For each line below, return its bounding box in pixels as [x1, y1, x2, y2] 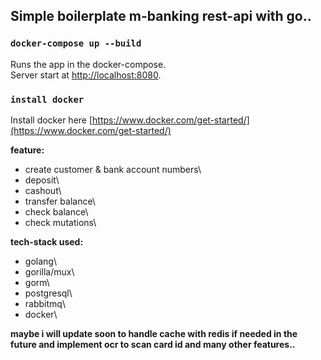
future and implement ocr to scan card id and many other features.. [10, 338, 296, 350]
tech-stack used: [10, 235, 84, 248]
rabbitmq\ [24, 297, 66, 309]
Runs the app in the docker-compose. [10, 58, 167, 70]
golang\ [24, 255, 57, 267]
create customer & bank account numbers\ [24, 163, 202, 175]
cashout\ [24, 184, 62, 196]
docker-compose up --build [10, 38, 142, 49]
